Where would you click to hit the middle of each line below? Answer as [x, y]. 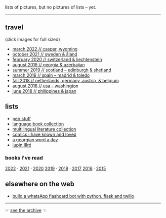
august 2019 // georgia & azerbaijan [48, 64]
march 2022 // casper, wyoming [45, 49]
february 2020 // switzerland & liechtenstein [57, 59]
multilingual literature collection [44, 129]
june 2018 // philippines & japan [44, 91]
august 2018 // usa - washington [45, 86]
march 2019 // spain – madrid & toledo [51, 75]
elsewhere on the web [40, 184]
